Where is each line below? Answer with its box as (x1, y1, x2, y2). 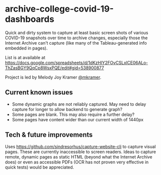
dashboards (5, 14, 55, 25)
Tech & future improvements (5, 131, 93, 139)
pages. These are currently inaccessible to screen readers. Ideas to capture (5, 149, 156, 155)
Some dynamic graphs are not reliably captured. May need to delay (12, 101, 146, 107)
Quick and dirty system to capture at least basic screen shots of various (5, 30, 148, 35)
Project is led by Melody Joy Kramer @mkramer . (5, 74, 102, 80)
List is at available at (5, 54, 45, 60)
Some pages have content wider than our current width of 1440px (12, 116, 144, 122)
